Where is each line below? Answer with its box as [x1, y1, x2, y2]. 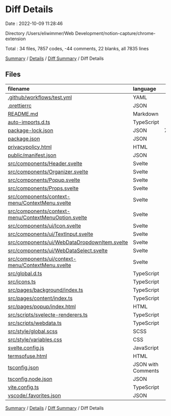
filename [8, 85, 30, 92]
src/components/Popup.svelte [8, 176, 80, 184]
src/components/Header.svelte [8, 160, 82, 167]
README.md [8, 110, 38, 117]
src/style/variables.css [8, 336, 62, 343]
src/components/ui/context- [8, 255, 76, 262]
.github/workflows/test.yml [8, 94, 72, 101]
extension [5, 36, 26, 42]
